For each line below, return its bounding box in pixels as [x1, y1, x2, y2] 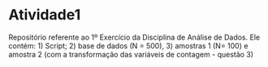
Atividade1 [8, 6, 81, 24]
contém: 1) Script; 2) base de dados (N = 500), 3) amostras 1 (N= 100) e [8, 40, 249, 50]
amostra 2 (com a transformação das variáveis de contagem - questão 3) [8, 49, 254, 59]
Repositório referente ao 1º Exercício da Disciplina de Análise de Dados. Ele [8, 32, 261, 42]
